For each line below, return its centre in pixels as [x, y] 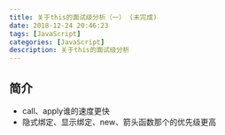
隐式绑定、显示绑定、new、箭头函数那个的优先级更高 [119, 122]
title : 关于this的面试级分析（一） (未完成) [83, 17]
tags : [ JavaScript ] [45, 34]
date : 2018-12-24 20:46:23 [59, 26]
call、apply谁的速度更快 [66, 110]
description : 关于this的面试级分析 [70, 50]
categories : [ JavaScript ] [57, 42]
